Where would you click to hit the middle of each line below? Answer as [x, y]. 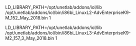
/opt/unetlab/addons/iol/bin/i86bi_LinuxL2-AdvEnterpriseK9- [68, 12]
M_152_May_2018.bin [27, 18]
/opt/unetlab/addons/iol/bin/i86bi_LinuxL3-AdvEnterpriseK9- [68, 33]
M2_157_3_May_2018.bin [30, 38]
